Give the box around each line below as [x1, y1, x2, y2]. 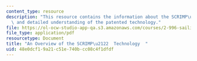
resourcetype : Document [6, 35, 64, 41]
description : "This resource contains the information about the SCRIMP [6, 14, 188, 20]
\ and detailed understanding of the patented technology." [11, 19, 161, 25]
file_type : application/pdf [6, 30, 75, 36]
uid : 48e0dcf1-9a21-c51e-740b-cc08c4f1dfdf [6, 46, 114, 52]
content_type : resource [6, 8, 64, 15]
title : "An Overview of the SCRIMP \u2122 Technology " [6, 41, 148, 47]
